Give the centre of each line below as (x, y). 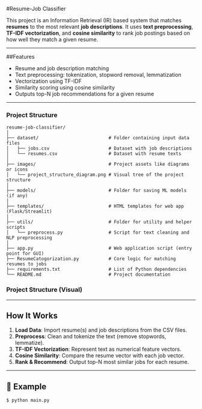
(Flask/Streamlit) (29, 212)
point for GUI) (25, 254)
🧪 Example (26, 386)
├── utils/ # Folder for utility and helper (99, 222)
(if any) (17, 196)
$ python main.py (28, 401)
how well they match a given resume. (52, 39)
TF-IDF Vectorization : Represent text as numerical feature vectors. (98, 349)
